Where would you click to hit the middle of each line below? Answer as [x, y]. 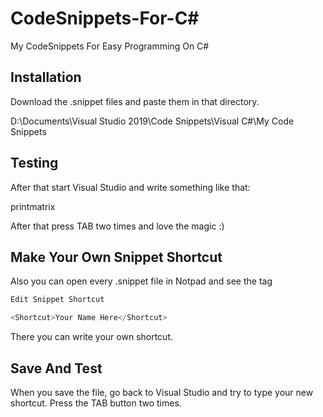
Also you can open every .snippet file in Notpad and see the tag [141, 281]
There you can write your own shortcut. [91, 337]
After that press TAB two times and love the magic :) [117, 226]
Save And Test [56, 368]
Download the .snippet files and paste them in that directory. [135, 101]
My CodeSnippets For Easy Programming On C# [110, 46]
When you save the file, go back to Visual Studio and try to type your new [162, 392]
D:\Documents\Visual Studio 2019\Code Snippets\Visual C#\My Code [152, 121]
